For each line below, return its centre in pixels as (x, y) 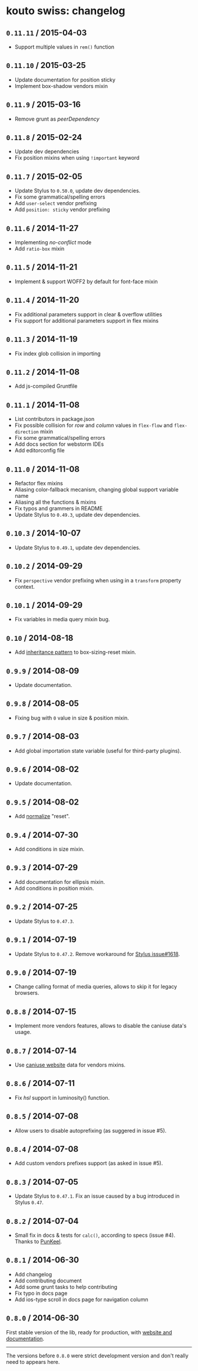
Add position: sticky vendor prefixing (62, 210)
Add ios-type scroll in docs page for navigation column (81, 1299)
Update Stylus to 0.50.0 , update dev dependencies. (77, 191)
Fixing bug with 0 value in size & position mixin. (72, 718)
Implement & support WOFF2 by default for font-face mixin (86, 281)
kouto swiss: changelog (66, 11)
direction (27, 432)
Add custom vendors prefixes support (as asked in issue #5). (89, 1163)
